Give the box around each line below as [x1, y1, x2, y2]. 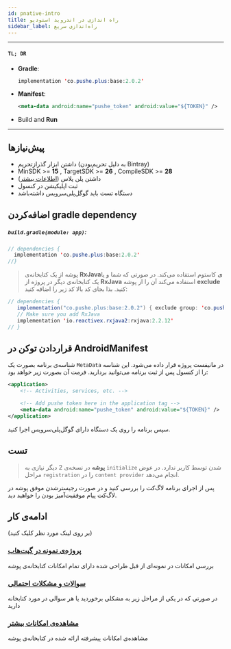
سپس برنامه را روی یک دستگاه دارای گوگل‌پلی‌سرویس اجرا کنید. [8, 425, 171, 433]
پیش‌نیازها [8, 142, 45, 153]
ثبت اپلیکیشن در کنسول [17, 182, 78, 190]
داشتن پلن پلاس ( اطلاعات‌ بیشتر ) [17, 175, 101, 183]
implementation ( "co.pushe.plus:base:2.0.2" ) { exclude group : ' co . [16, 305, 214, 311]
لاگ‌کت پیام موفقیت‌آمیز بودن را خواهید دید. [8, 491, 117, 499]
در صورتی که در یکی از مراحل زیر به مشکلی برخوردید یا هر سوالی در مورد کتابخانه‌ [8, 594, 218, 602]
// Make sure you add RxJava [16, 311, 100, 318]
